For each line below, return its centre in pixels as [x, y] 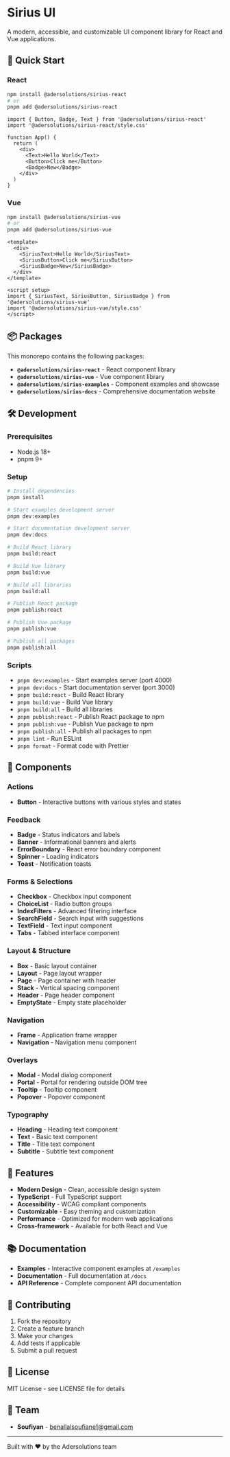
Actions [21, 787]
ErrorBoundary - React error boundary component [89, 849]
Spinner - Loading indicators [58, 857]
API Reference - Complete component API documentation [99, 1283]
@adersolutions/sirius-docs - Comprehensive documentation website [116, 391]
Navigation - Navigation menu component [77, 1042]
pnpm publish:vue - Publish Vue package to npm [85, 724]
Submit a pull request [47, 1350]
